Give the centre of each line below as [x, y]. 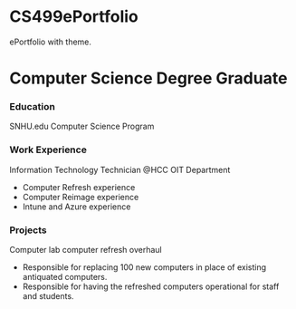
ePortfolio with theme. [51, 42]
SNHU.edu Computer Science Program [82, 126]
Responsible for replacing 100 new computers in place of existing [144, 267]
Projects [28, 230]
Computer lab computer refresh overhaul [86, 250]
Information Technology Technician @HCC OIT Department [120, 169]
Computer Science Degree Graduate [148, 78]
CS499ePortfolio [74, 17]
